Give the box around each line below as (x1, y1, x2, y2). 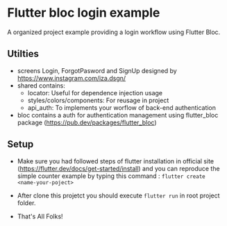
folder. (17, 198, 36, 207)
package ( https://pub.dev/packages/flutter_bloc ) (17, 118, 158, 127)
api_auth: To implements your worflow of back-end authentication (27, 103, 217, 112)
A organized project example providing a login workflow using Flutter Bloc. (7, 28, 221, 36)
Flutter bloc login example (7, 5, 160, 21)
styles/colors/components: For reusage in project (27, 96, 169, 104)
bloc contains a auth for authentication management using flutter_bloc (17, 111, 219, 119)
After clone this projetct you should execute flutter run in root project (17, 191, 220, 200)
